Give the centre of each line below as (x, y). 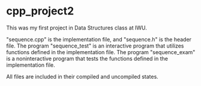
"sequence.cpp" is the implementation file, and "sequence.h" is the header (99, 39)
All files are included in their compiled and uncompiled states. (82, 76)
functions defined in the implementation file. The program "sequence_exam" (101, 52)
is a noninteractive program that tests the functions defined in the (87, 58)
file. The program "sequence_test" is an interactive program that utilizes (95, 46)
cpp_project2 (40, 11)
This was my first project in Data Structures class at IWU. (76, 28)
